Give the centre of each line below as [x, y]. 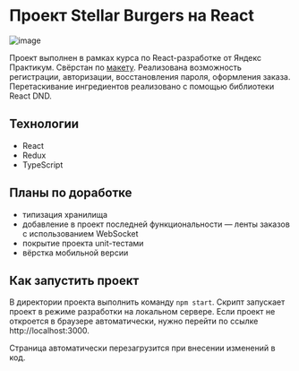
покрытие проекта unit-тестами [83, 243]
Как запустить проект [74, 280]
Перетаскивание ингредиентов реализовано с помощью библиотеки [142, 86]
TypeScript [43, 164]
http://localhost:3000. [49, 331]
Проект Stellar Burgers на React [132, 16]
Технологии [44, 124]
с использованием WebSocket [80, 233]
